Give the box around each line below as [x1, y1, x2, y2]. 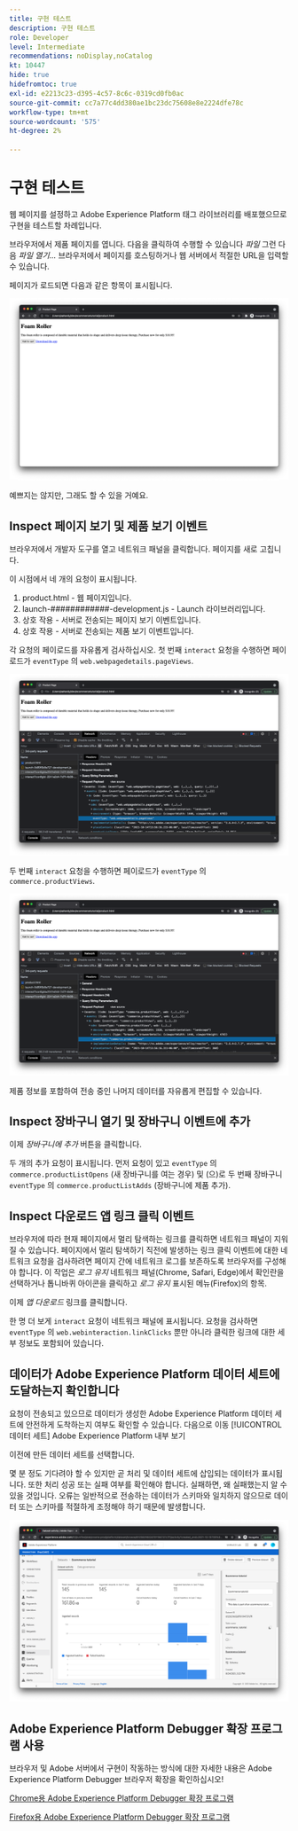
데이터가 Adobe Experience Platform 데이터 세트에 [9, 1366, 280, 1381]
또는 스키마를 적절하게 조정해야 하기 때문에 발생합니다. [18, 1501, 206, 1512]
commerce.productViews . [9, 876, 96, 887]
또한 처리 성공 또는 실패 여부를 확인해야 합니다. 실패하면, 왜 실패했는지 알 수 [27, 1479, 288, 1490]
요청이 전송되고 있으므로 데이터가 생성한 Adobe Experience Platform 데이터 [9, 1408, 273, 1419]
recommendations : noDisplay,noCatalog [9, 51, 153, 61]
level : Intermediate [9, 43, 86, 51]
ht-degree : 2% [9, 127, 62, 136]
